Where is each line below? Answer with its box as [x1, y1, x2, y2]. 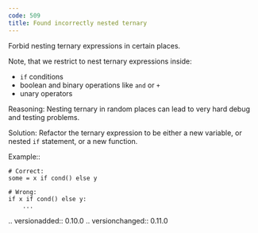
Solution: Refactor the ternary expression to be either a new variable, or [8, 128, 242, 138]
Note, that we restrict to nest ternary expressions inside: [8, 56, 192, 66]
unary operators [19, 88, 73, 98]
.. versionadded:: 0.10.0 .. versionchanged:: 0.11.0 [8, 216, 168, 225]
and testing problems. [8, 112, 80, 122]
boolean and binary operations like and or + [19, 80, 160, 90]
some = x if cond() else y [8, 174, 98, 182]
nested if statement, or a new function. [8, 136, 138, 146]
